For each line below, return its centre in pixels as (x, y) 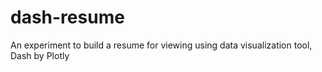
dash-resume (67, 17)
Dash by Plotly (40, 55)
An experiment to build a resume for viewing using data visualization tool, (161, 45)
